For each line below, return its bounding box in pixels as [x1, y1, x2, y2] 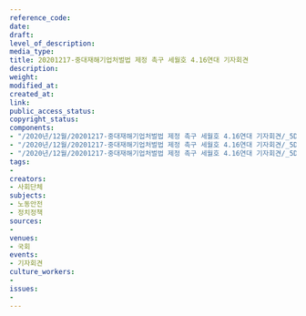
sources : [9, 216, 43, 226]
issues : [9, 284, 39, 293]
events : [9, 250, 39, 260]
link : [9, 97, 30, 107]
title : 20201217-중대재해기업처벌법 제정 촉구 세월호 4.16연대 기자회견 [9, 56, 249, 65]
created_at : [9, 89, 55, 98]
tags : [9, 157, 30, 167]
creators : [9, 174, 47, 183]
